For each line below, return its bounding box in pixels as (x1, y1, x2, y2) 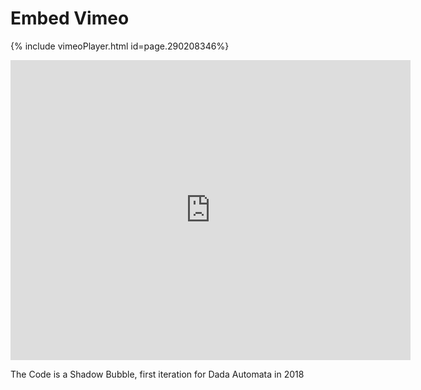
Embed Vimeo (10, 7, 130, 30)
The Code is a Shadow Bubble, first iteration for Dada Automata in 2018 (10, 368, 305, 380)
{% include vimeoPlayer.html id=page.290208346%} (10, 40, 230, 52)
